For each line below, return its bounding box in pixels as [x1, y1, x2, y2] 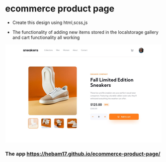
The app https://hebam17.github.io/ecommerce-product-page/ [5, 150, 161, 157]
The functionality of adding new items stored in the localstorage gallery [12, 29, 159, 35]
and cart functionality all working [12, 34, 80, 40]
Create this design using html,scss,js [12, 19, 88, 25]
